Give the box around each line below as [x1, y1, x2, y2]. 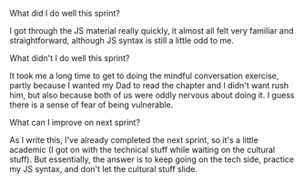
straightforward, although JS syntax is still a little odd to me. [9, 36, 235, 46]
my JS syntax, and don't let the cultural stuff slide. [9, 164, 198, 174]
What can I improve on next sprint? [9, 117, 141, 127]
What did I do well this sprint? [9, 8, 120, 18]
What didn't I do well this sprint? [9, 53, 130, 63]
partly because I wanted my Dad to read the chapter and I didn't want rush [9, 80, 289, 90]
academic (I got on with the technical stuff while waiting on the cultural [9, 145, 276, 155]
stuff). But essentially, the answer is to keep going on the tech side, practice [9, 154, 294, 165]
